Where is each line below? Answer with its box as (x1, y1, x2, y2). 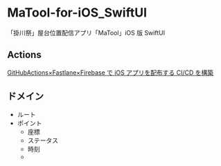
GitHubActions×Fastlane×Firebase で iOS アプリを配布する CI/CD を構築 (7, 68, 213, 77)
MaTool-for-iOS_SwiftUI (7, 5, 148, 21)
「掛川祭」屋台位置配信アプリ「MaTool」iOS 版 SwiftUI (7, 28, 165, 37)
